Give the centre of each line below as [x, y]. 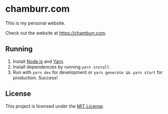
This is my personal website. [35, 23]
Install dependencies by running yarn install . [62, 66]
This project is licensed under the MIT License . [55, 106]
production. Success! [35, 78]
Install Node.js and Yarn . [38, 61]
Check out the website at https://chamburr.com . [56, 33]
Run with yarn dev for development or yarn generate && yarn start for [88, 72]
